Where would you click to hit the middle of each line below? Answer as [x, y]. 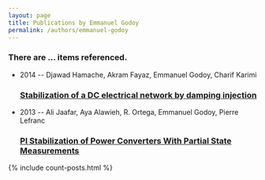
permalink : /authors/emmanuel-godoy [68, 30]
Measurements [49, 150]
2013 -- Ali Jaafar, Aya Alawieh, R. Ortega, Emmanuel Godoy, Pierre [129, 112]
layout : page [30, 15]
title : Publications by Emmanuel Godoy [74, 23]
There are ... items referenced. [68, 57]
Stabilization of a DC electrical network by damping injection [138, 95]
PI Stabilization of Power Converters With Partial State [125, 141]
